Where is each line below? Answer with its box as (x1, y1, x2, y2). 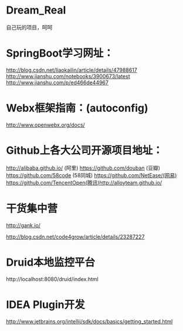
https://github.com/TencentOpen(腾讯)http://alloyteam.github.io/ (6, 179, 162, 186)
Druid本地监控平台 (6, 256, 96, 269)
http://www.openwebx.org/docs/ (6, 121, 85, 128)
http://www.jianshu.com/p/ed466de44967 (6, 79, 109, 86)
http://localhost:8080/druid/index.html (6, 275, 99, 283)
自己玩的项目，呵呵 (6, 24, 53, 31)
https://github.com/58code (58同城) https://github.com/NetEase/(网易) (6, 171, 177, 178)
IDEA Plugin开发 (6, 298, 85, 311)
